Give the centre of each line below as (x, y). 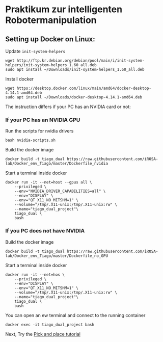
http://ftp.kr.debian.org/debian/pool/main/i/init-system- (80, 61)
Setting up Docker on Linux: (50, 39)
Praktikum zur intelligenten (64, 9)
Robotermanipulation (51, 20)
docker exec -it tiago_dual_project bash (50, 325)
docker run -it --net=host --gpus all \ (49, 182)
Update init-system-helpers (35, 51)
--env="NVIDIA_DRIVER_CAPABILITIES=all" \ (60, 191)
